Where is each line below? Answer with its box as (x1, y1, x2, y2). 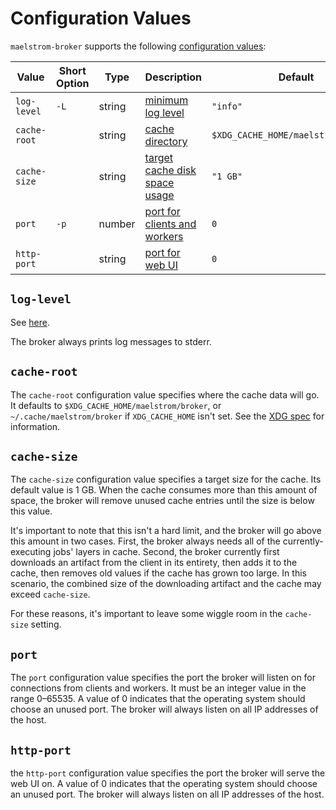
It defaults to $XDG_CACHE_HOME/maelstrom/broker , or (10, 399, 222, 411)
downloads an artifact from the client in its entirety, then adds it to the (10, 557, 298, 569)
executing (10, 546, 52, 558)
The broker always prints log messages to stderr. (10, 335, 212, 347)
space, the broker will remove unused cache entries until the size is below (10, 495, 315, 507)
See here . (10, 316, 50, 328)
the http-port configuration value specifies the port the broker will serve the (10, 767, 326, 779)
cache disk (144, 163, 197, 177)
